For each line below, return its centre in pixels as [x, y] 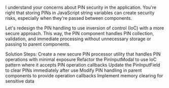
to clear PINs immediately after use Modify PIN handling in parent [74, 70]
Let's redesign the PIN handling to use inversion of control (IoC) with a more [85, 28]
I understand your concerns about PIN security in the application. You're [81, 7]
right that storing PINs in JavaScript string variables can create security [80, 13]
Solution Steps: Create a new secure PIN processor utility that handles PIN [83, 54]
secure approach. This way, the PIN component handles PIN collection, [80, 33]
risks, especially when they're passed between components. [69, 18]
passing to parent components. [38, 44]
